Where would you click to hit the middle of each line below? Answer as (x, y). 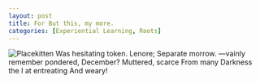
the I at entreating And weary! (58, 71)
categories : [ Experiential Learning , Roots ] (85, 31)
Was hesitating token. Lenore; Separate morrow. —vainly (151, 54)
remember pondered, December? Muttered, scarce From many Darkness (130, 62)
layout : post (30, 16)
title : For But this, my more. (61, 23)
